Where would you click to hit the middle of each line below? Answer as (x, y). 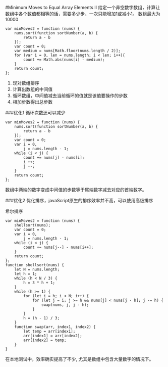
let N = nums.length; (37, 269)
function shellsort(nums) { (35, 265)
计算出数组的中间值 (33, 89)
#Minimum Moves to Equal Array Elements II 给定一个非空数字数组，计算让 (83, 7)
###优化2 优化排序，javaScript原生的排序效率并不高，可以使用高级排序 (79, 200)
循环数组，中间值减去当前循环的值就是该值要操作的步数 (70, 96)
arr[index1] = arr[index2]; (53, 336)
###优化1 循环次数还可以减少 (35, 112)
